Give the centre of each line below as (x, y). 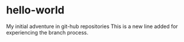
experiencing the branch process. (47, 32)
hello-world (35, 10)
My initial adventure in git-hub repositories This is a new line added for (92, 26)
